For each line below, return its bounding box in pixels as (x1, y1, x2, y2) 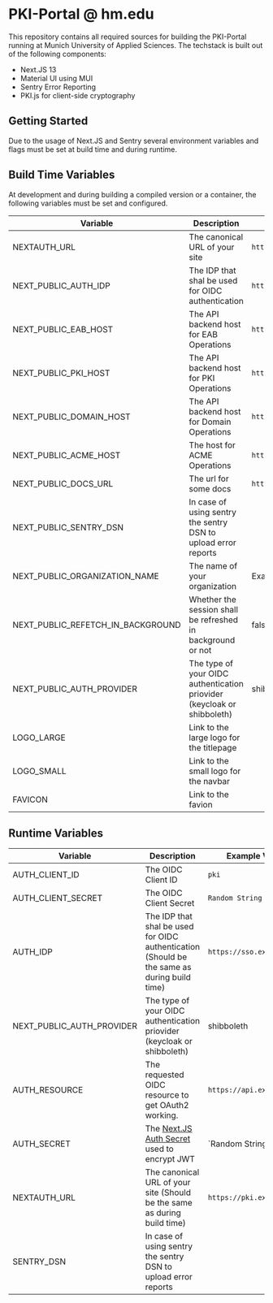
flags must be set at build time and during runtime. (8, 144, 177, 154)
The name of (188, 560, 238, 571)
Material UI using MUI (19, 73, 93, 83)
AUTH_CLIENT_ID (12, 869, 80, 881)
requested (145, 1069, 184, 1080)
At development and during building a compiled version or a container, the (8, 189, 257, 199)
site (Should (145, 1187, 191, 1198)
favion (188, 799, 213, 810)
